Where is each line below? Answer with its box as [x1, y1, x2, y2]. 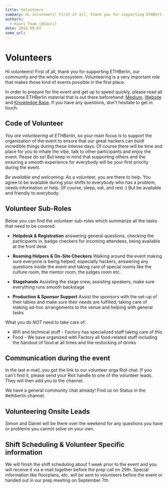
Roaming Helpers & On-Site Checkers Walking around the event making [12, 253, 162, 259]
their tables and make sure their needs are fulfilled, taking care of [12, 299, 147, 305]
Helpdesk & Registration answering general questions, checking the [12, 233, 154, 239]
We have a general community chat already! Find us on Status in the [5, 388, 146, 394]
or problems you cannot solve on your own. [5, 426, 95, 432]
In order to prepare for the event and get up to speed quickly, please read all [5, 88, 162, 95]
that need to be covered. [5, 223, 56, 229]
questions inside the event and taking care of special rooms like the [12, 263, 151, 270]
